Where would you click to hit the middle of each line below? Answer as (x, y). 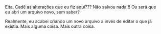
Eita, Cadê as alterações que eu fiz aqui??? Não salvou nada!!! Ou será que (81, 7)
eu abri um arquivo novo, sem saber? (42, 12)
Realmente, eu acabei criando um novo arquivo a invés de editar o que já (79, 21)
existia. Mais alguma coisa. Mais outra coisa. (50, 26)
